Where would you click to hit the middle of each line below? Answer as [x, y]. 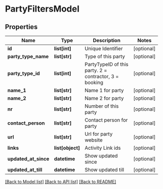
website [94, 140]
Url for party [99, 134]
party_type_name [28, 56]
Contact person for [106, 120]
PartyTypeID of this [106, 64]
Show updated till [105, 170]
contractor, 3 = [102, 76]
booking [94, 82]
